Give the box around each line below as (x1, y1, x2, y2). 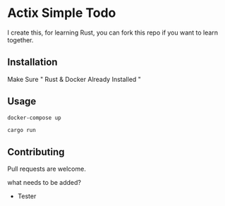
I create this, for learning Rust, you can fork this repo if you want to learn (7, 28, 219, 37)
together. (7, 35, 34, 44)
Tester (17, 192, 37, 200)
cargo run (7, 126, 37, 133)
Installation (7, 56, 58, 68)
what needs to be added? (7, 178, 81, 187)
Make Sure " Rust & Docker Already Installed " (7, 75, 141, 83)
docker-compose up (7, 114, 61, 121)
